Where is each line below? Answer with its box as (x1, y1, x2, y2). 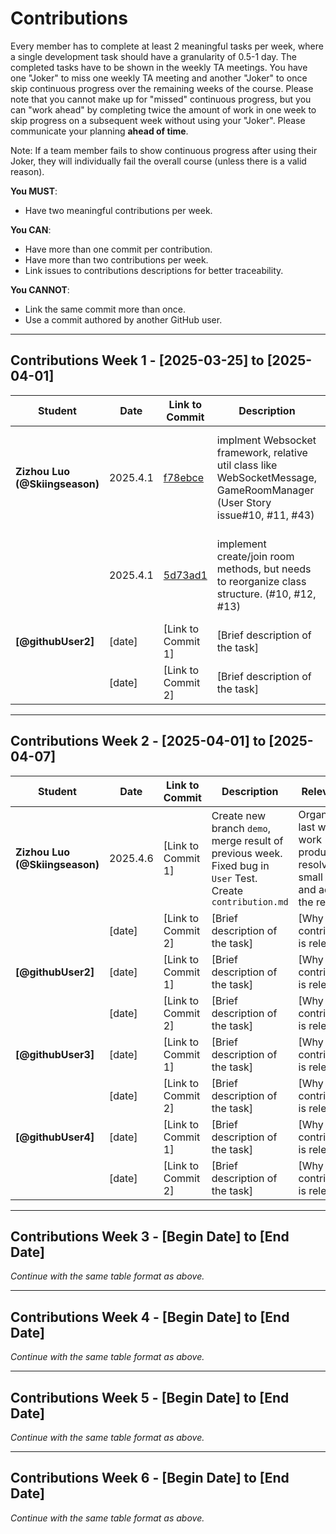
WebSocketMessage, (216, 470, 317, 484)
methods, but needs (216, 562, 312, 576)
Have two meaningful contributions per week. (24, 204, 213, 216)
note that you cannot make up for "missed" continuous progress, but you (10, 93, 312, 105)
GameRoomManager (216, 483, 315, 497)
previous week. (211, 846, 283, 860)
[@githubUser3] (15, 1047, 95, 1061)
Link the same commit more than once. (24, 303, 186, 315)
